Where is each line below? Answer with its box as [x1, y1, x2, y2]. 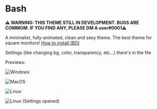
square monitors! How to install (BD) [5, 39, 80, 45]
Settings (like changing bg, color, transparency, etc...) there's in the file [5, 49, 151, 55]
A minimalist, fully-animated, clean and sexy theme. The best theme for [5, 34, 152, 40]
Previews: [5, 59, 25, 65]
